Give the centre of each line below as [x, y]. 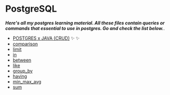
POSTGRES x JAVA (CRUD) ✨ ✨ [46, 38]
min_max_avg [27, 81]
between [22, 60]
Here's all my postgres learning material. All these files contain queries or [85, 23]
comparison [25, 44]
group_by [23, 71]
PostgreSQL [31, 9]
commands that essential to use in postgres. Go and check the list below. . [85, 28]
